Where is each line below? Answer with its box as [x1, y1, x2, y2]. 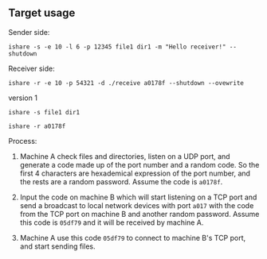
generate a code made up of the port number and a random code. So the [19, 160, 260, 169]
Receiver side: [8, 64, 56, 73]
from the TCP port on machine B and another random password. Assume [19, 209, 260, 218]
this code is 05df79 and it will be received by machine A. [19, 218, 204, 227]
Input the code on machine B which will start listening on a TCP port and [19, 192, 257, 202]
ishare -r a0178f [8, 122, 66, 130]
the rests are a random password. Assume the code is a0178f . [19, 176, 223, 186]
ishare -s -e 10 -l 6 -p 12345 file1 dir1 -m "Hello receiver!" [8, 43, 226, 51]
